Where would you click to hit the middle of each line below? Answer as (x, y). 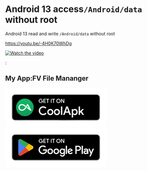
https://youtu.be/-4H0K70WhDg (38, 43)
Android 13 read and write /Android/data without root (60, 33)
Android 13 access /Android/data (74, 9)
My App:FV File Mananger (47, 78)
